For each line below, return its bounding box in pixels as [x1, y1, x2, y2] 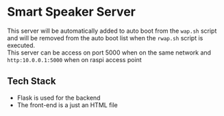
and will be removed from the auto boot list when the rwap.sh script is [7, 33, 203, 42]
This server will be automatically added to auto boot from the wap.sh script [7, 27, 217, 35]
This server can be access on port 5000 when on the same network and [7, 48, 211, 57]
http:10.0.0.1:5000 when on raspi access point [7, 55, 142, 63]
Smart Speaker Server [7, 4, 136, 20]
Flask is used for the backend [16, 93, 101, 102]
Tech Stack [7, 76, 56, 87]
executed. [7, 41, 36, 49]
